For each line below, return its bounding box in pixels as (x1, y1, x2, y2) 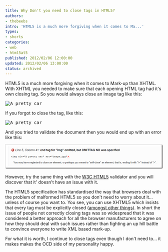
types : (5, 29, 19, 34)
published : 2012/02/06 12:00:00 (5, 55, 72, 60)
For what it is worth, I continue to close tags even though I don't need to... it (5, 235, 161, 242)
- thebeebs (5, 18, 28, 23)
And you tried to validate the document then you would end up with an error (5, 129, 161, 135)
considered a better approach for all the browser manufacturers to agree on (5, 215, 161, 221)
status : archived (5, 66, 41, 71)
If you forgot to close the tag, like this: (5, 110, 83, 116)
